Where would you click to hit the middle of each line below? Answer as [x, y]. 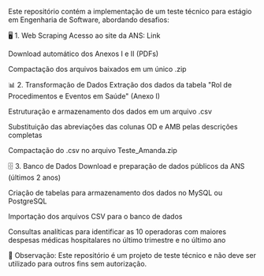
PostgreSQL [28, 201]
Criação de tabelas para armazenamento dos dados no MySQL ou [115, 193]
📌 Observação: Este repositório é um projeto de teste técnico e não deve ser [132, 255]
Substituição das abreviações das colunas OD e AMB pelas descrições [123, 127]
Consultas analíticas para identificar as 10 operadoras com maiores [117, 231]
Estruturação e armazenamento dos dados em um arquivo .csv [110, 111]
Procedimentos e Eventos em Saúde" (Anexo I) [84, 96]
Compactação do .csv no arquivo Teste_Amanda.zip [93, 150]
